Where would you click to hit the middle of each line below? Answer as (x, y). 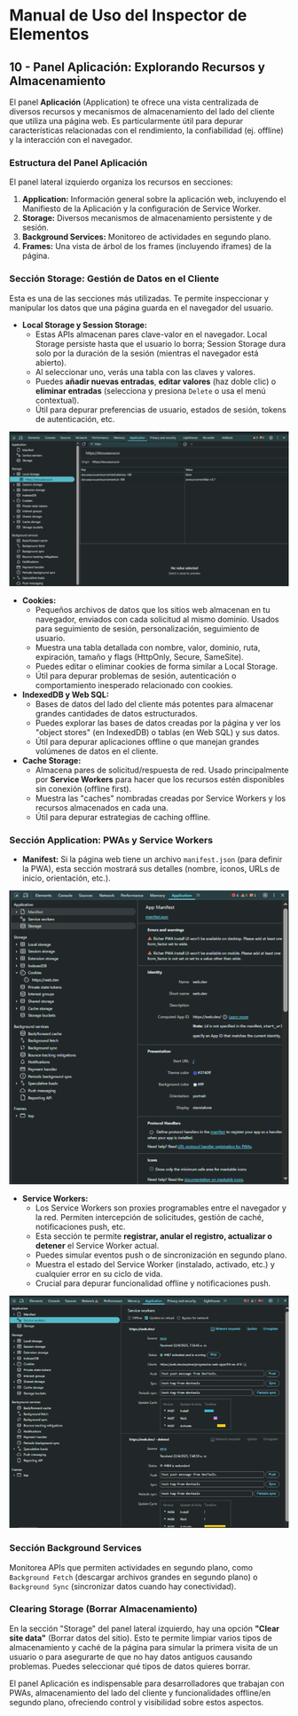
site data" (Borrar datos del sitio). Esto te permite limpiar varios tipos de (141, 1638)
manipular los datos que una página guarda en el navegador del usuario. (141, 308)
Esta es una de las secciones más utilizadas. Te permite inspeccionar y (139, 298)
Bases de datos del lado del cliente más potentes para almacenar (154, 704)
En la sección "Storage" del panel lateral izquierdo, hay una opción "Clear (145, 1628)
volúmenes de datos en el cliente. (97, 751)
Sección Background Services (75, 1548)
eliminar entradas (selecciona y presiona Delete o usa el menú (150, 390)
